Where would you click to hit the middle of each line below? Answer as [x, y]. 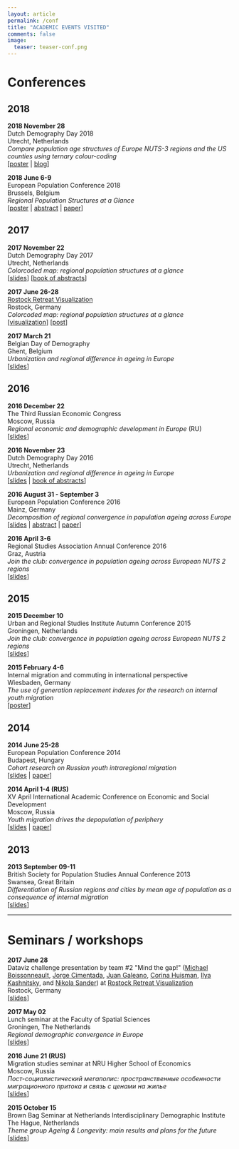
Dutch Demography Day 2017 [51, 255]
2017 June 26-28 [33, 292]
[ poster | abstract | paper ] [46, 208]
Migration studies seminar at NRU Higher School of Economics [99, 1063]
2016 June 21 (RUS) [37, 1056]
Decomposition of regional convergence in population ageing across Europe [119, 517]
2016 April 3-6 [29, 538]
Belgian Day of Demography [49, 343]
